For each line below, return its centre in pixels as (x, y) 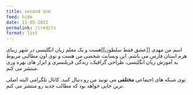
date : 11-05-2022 (27, 22)
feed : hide (19, 17)
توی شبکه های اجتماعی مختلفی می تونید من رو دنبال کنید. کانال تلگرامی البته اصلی (96, 80)
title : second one (28, 11)
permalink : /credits (31, 28)
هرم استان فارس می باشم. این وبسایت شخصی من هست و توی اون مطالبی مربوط (97, 56)
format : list (22, 33)
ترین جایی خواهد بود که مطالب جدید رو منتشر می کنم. (65, 86)
